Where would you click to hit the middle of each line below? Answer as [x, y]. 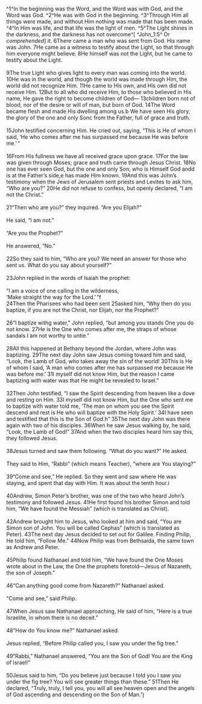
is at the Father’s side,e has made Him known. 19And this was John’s [91, 175]
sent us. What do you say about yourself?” [59, 265]
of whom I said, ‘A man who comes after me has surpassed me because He [100, 368]
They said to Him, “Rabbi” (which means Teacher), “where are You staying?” [101, 464]
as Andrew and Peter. [33, 547]
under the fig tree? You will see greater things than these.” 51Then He [93, 682]
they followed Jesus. [32, 438]
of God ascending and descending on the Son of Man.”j [75, 694]
